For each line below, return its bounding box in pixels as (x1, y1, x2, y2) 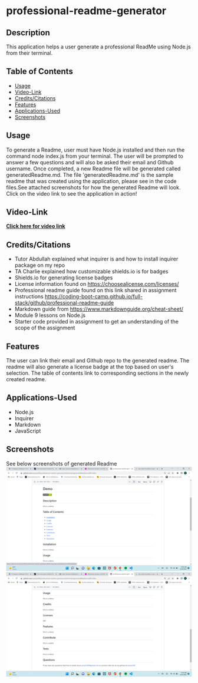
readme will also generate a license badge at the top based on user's (6, 364, 174, 371)
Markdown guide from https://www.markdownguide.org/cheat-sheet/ (14, 305, 184, 313)
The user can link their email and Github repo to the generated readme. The (6, 357, 190, 364)
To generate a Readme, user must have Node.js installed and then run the (6, 146, 185, 153)
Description (6, 28, 50, 38)
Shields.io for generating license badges (14, 274, 113, 281)
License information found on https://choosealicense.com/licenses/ (14, 281, 179, 288)
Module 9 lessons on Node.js (14, 312, 86, 319)
